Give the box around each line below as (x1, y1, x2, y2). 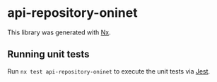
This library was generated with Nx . (7, 28, 111, 36)
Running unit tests (7, 48, 90, 60)
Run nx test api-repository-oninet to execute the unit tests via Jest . (7, 67, 211, 75)
